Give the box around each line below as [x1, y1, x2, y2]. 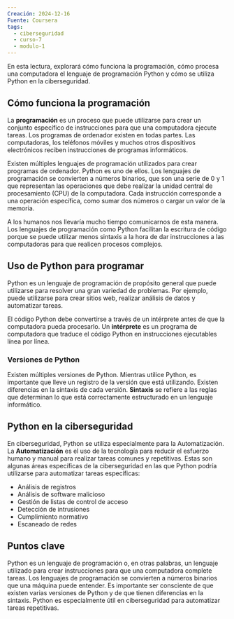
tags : [7, 23, 23, 30]
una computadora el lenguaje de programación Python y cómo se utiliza [7, 69, 214, 78]
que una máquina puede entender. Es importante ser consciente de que [7, 581, 214, 590]
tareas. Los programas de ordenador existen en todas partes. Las [7, 130, 196, 139]
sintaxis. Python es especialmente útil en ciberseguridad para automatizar [7, 596, 221, 604]
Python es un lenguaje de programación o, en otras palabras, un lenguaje [7, 559, 219, 567]
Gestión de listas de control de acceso [17, 497, 129, 505]
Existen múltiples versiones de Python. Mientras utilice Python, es [7, 370, 197, 379]
